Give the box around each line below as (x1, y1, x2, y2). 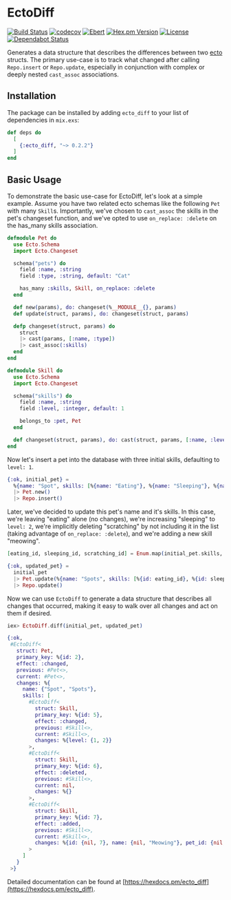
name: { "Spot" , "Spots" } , (22, 686, 97, 693)
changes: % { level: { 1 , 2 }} (34, 737, 112, 744)
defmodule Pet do (7, 234, 57, 242)
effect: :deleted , (34, 769, 88, 776)
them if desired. (7, 609, 52, 617)
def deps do (7, 129, 41, 136)
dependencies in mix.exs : (7, 116, 80, 124)
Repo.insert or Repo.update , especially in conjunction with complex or (7, 63, 205, 71)
